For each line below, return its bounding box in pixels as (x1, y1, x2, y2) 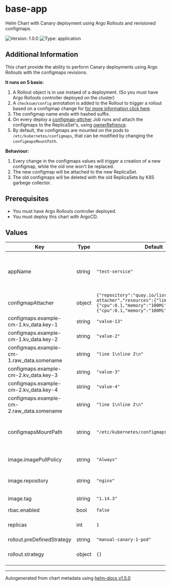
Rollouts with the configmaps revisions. (5, 69, 88, 75)
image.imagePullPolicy (8, 456, 62, 463)
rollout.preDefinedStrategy (8, 536, 72, 543)
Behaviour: (5, 148, 30, 154)
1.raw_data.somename (8, 357, 63, 364)
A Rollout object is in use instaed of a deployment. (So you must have (12, 89, 158, 95)
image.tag (8, 495, 32, 502)
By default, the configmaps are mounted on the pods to (12, 127, 129, 133)
